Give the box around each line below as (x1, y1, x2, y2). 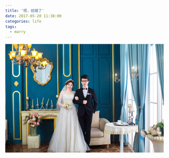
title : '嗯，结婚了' (5, 8, 44, 13)
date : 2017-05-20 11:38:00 (5, 13, 62, 19)
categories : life (5, 19, 42, 24)
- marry (10, 29, 26, 35)
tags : (5, 24, 17, 29)
